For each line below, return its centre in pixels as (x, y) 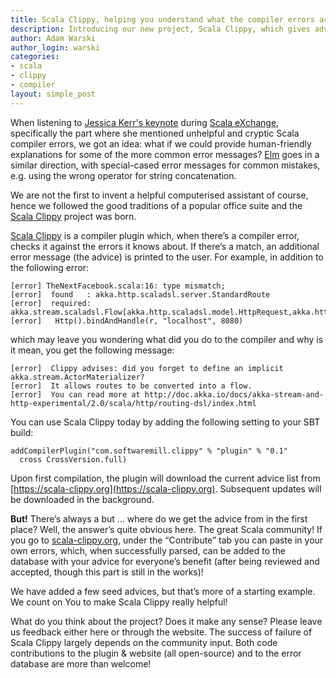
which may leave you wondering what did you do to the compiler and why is (167, 339)
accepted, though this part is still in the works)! (107, 572)
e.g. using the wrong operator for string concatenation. (123, 175)
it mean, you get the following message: (92, 350)
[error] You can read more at (75, 394)
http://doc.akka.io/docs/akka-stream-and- (234, 394)
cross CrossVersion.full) (73, 459)
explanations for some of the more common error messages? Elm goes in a (165, 154)
